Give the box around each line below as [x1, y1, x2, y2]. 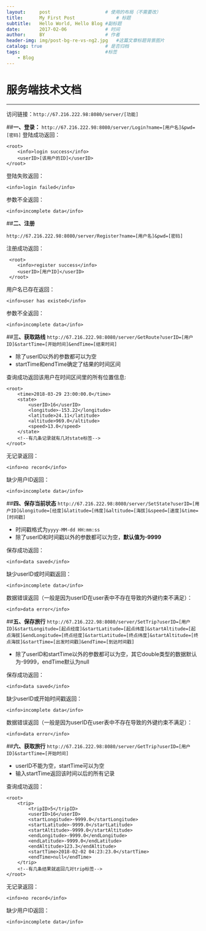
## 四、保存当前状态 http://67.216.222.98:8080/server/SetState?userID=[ [6, 500, 195, 507]
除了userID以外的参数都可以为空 [15, 352, 97, 360]
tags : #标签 [6, 49, 118, 55]
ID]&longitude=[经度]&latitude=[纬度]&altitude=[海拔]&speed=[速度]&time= [10, 508, 199, 514]
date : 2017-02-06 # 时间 [6, 26, 120, 33]
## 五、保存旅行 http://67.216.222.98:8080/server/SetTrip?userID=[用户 [6, 617, 191, 625]
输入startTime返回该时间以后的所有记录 [15, 770, 115, 777]
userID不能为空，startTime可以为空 [15, 762, 105, 769]
